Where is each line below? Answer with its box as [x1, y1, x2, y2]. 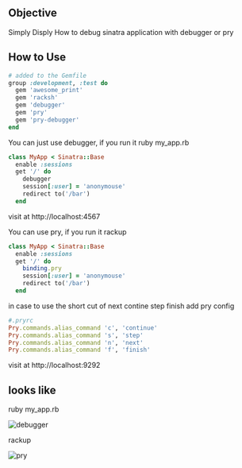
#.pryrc [8, 316, 34, 324]
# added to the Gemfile [8, 72, 87, 79]
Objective [8, 6, 58, 20]
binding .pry [22, 265, 62, 273]
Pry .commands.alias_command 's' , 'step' [8, 331, 144, 339]
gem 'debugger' [15, 101, 66, 110]
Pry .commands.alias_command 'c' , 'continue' [8, 323, 158, 332]
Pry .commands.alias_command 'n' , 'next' [8, 338, 144, 346]
